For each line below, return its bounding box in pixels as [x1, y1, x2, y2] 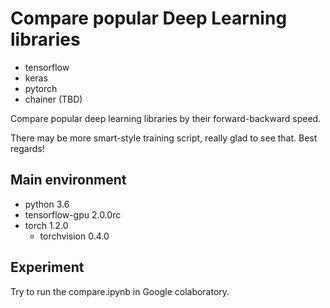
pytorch [24, 82, 58, 94]
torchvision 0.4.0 [39, 230, 110, 242]
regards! [10, 142, 45, 154]
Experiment [10, 259, 85, 276]
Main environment [10, 172, 127, 189]
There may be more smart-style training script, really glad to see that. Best [10, 132, 318, 144]
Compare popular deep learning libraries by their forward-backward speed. [10, 112, 322, 124]
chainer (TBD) [24, 93, 83, 105]
